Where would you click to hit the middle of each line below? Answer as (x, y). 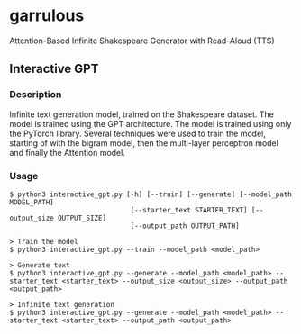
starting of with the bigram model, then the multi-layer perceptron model (144, 143)
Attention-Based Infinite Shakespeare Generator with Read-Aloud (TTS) (142, 41)
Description (36, 95)
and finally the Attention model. (68, 152)
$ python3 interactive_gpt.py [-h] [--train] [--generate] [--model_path (151, 194)
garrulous (47, 16)
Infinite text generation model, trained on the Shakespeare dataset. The (142, 114)
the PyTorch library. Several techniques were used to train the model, (137, 133)
